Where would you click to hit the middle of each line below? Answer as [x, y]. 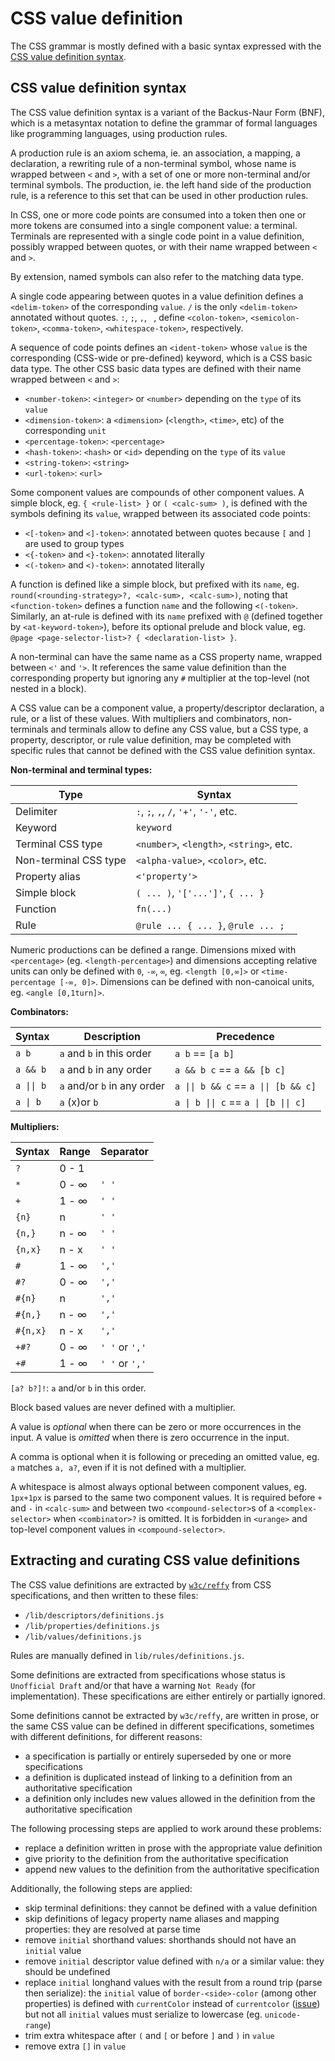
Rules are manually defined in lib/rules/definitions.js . [127, 1655]
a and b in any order [105, 1069]
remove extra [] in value [75, 2046]
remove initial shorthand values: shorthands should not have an [160, 1939]
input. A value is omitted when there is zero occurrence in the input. [150, 1437]
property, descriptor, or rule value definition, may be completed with [151, 739]
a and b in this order [105, 1053]
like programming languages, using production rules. [119, 133]
